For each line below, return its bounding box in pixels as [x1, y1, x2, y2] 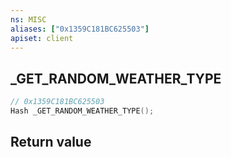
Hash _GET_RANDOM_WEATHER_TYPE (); [10, 106, 155, 116]
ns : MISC [10, 14, 47, 25]
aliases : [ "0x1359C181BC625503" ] [10, 24, 150, 34]
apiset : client [10, 33, 74, 43]
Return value [10, 134, 92, 151]
